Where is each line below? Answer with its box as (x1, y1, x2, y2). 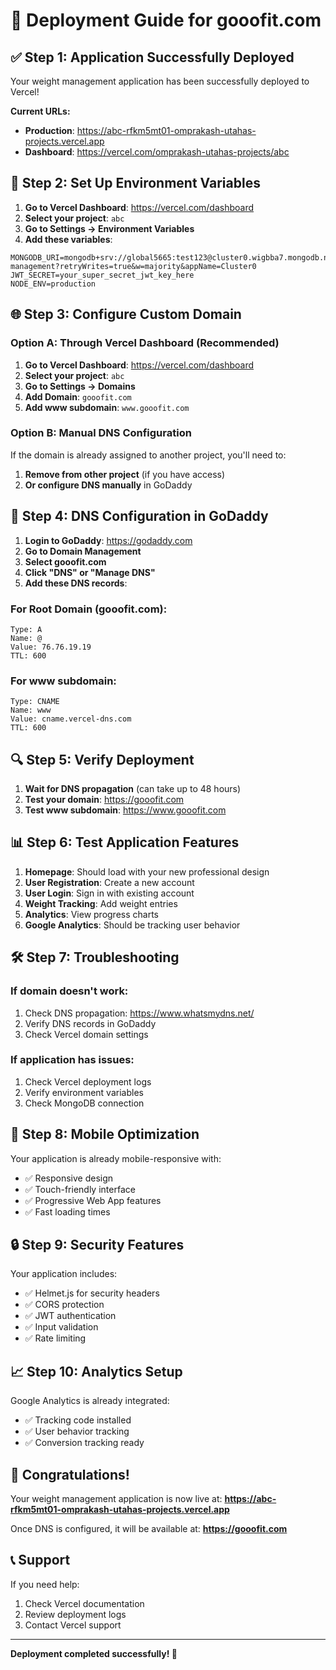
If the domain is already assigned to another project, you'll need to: (10, 449, 287, 461)
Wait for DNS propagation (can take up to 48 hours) (24, 783, 242, 795)
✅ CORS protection (24, 1299, 105, 1311)
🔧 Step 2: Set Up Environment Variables (10, 175, 261, 192)
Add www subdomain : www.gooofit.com (24, 401, 190, 413)
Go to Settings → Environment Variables (24, 222, 195, 234)
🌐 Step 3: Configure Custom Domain (10, 306, 242, 323)
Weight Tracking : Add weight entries (24, 897, 178, 909)
